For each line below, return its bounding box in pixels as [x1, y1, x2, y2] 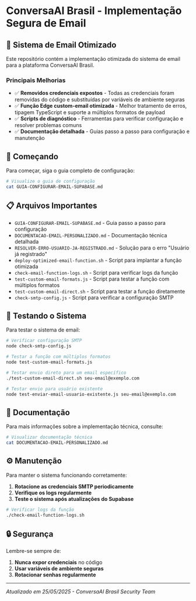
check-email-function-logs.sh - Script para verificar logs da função [14, 269, 178, 276]
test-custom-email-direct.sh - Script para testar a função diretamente [14, 288, 185, 295]
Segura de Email [6, 16, 86, 30]
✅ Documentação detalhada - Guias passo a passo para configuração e [14, 128, 190, 135]
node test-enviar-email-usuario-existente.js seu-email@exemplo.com [6, 391, 176, 397]
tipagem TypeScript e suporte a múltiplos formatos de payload [14, 109, 165, 116]
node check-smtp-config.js [6, 343, 72, 349]
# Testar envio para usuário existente [6, 385, 103, 392]
